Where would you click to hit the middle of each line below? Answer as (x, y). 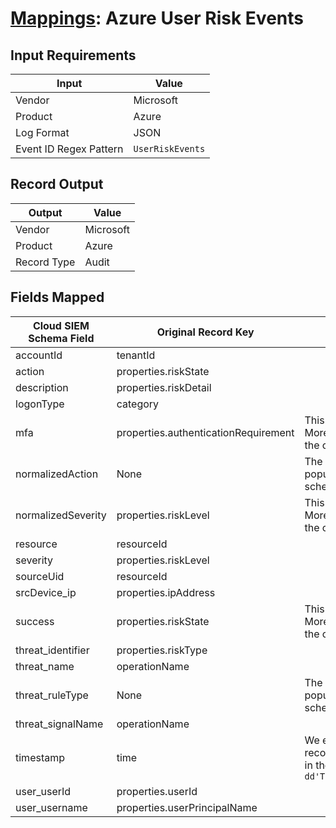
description (42, 387)
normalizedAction (57, 474)
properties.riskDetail (164, 387)
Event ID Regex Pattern (69, 149)
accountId (39, 355)
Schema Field (61, 338)
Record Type (45, 262)
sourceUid (40, 576)
